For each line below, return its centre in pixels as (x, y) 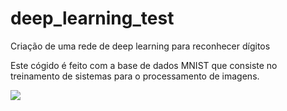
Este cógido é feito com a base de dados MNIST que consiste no (144, 65)
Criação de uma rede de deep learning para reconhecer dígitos (140, 46)
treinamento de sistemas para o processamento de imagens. (135, 76)
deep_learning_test (92, 18)
